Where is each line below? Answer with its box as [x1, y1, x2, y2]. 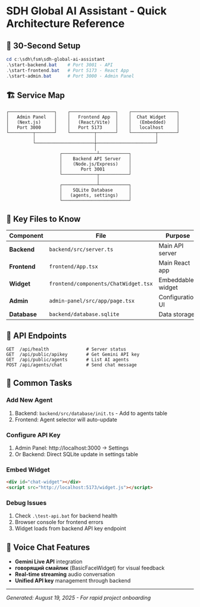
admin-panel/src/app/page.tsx [49, 298, 135, 305]
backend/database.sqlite [49, 311, 120, 318]
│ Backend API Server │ [59, 156, 132, 162]
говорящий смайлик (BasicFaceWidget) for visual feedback [14, 565, 165, 572]
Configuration [158, 293, 198, 302]
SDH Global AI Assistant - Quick [6, 4, 167, 18]
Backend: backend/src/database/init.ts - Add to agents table [14, 410, 168, 417]
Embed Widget [6, 465, 50, 473]
